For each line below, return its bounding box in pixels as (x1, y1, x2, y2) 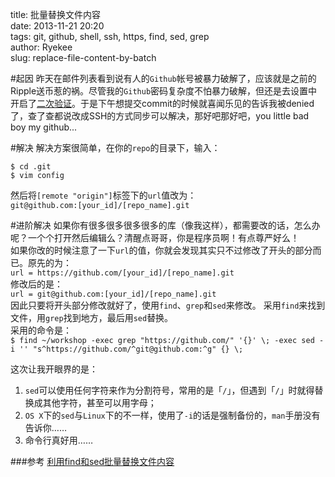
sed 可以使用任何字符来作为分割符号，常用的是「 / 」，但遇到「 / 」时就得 (24, 384, 315, 396)
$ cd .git (10, 162, 52, 172)
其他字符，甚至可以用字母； (42, 397, 157, 408)
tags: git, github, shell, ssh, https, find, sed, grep (10, 31, 210, 42)
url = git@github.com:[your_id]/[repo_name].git (10, 289, 217, 299)
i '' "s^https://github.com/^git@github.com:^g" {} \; (10, 344, 244, 354)
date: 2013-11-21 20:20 (10, 20, 105, 32)
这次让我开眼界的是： (10, 363, 98, 375)
